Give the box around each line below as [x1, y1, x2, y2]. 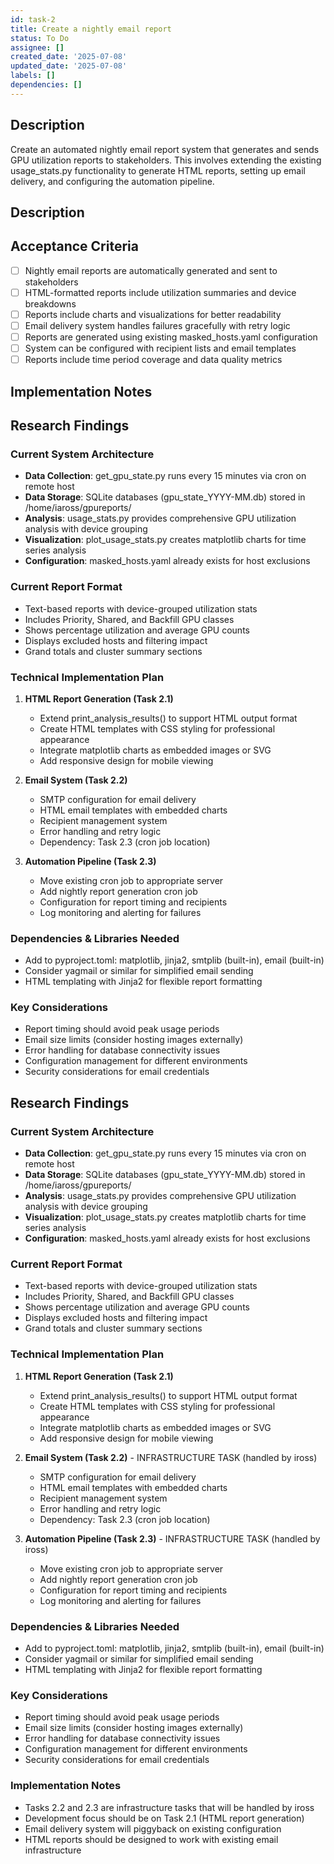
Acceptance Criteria [10, 238, 139, 255]
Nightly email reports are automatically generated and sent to [24, 264, 278, 276]
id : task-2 [10, 14, 56, 25]
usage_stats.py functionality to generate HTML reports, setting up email [10, 164, 306, 176]
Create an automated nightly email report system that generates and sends [10, 143, 320, 155]
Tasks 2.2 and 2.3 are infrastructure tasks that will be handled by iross [24, 1801, 315, 1813]
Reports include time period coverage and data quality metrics [24, 354, 283, 366]
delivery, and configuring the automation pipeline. [10, 175, 215, 187]
